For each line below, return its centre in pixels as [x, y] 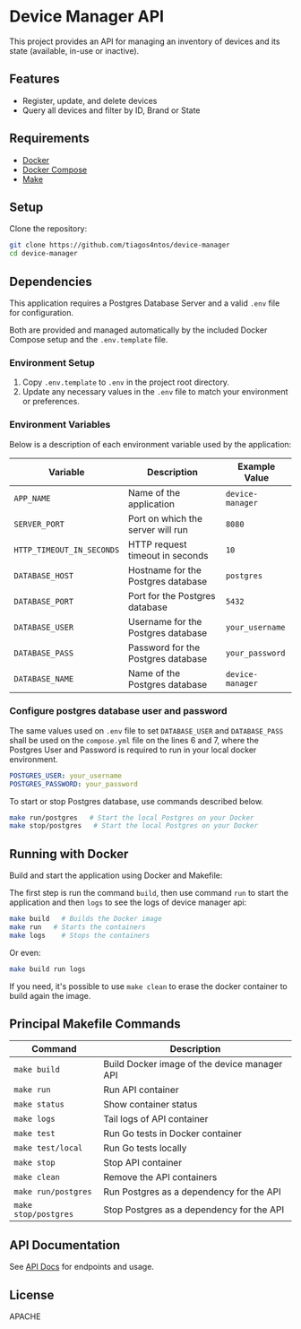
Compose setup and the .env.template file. [89, 339]
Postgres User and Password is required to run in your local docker [133, 750]
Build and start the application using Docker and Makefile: [116, 875]
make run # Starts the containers [77, 927]
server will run [158, 529]
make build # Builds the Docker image [86, 919]
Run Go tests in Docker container [172, 1134]
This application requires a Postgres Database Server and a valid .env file [145, 303]
